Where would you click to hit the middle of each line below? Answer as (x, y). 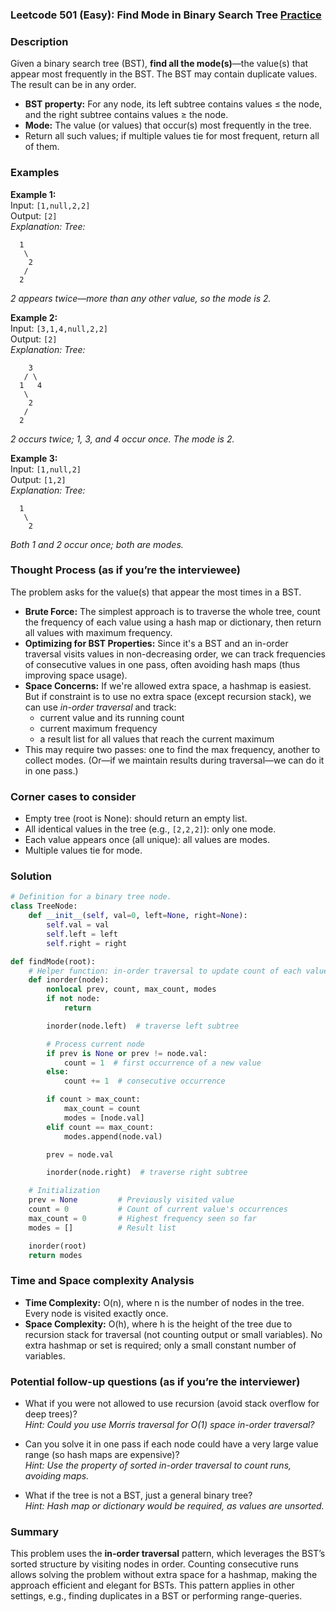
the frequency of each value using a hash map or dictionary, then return (173, 622)
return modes (55, 1255)
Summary (35, 1531)
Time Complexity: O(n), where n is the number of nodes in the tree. (164, 1302)
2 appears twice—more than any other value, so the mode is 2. (141, 298)
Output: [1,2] (38, 479)
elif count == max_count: (100, 1127)
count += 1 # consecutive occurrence (144, 1081)
